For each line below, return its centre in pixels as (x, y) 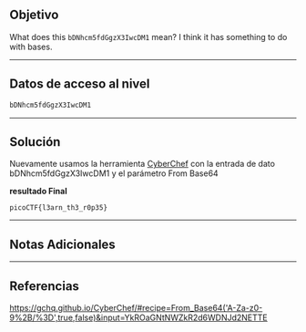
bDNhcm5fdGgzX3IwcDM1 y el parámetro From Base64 (114, 173)
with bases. (31, 47)
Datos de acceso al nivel (80, 84)
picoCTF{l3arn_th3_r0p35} (58, 208)
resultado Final (38, 192)
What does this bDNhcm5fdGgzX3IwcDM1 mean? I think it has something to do (148, 36)
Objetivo (34, 15)
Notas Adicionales (62, 244)
